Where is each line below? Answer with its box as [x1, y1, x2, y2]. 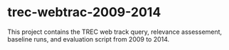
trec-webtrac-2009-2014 [7, 4, 161, 20]
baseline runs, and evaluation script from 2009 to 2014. [7, 35, 170, 43]
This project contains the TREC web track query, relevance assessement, [7, 27, 223, 36]
